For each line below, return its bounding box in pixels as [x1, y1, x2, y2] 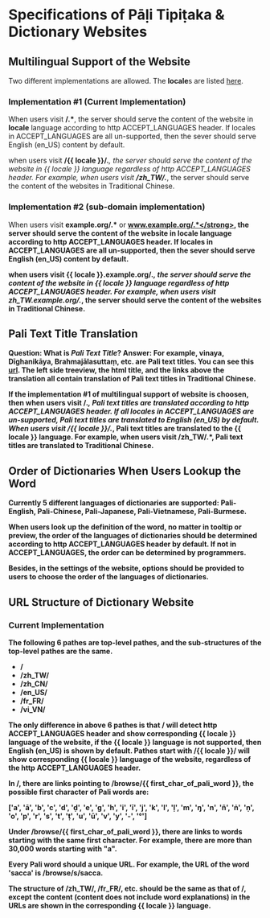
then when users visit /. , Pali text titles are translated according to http [8, 398, 250, 408]
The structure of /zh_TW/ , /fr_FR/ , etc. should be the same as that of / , [8, 883, 247, 893]
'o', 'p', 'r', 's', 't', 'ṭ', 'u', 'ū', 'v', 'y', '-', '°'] [8, 811, 147, 821]
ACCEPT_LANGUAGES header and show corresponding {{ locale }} [8, 728, 237, 738]
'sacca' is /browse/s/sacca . [8, 867, 104, 878]
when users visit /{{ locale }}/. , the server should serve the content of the [8, 155, 252, 166]
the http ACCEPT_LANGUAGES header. [8, 763, 141, 772]
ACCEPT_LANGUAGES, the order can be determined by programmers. [8, 548, 247, 558]
